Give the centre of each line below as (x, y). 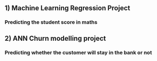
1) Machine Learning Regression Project (67, 8)
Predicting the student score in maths (51, 22)
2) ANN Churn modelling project (55, 38)
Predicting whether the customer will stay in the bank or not (78, 53)
